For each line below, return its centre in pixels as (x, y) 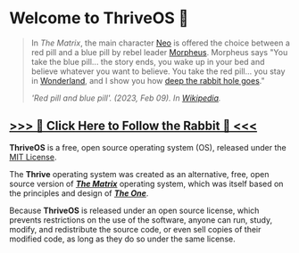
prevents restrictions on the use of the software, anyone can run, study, (141, 220)
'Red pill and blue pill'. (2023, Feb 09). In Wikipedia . (126, 98)
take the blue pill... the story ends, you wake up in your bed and (148, 61)
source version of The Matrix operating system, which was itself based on (146, 184)
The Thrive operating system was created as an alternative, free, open (139, 174)
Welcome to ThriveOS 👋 (99, 18)
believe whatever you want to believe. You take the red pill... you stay (158, 71)
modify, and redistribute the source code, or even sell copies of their (135, 229)
